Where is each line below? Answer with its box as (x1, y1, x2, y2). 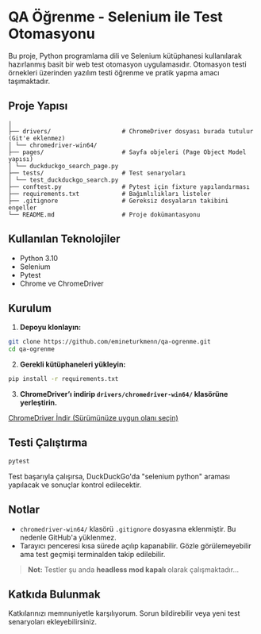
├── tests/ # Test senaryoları (8, 169, 186, 177)
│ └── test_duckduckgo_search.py (8, 175, 119, 184)
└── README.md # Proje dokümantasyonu (8, 210, 201, 218)
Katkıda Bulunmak (8, 587, 101, 601)
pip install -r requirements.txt (8, 375, 119, 383)
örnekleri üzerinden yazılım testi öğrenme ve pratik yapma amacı (8, 67, 220, 77)
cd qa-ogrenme (8, 345, 56, 353)
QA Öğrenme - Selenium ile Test (8, 8, 224, 26)
